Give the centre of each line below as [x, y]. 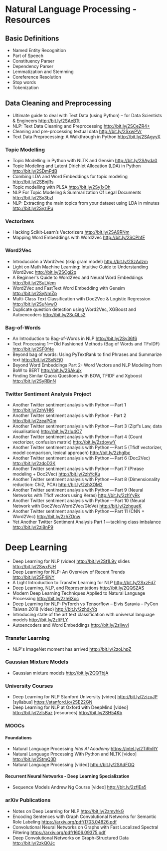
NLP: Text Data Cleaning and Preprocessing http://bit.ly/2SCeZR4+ [81, 126]
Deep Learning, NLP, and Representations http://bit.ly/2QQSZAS [78, 588]
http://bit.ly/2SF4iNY [33, 577]
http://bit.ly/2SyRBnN [34, 381]
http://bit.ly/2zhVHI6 [33, 410]
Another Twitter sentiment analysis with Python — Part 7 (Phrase [78, 469]
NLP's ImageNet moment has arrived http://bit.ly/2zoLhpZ [72, 649]
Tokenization [25, 88]
